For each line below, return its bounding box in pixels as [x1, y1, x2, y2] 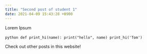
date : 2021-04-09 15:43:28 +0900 [5, 12, 73, 16]
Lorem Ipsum [5, 25, 32, 30]
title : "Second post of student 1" [5, 7, 77, 12]
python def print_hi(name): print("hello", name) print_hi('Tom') [5, 35, 143, 40]
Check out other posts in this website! [5, 43, 81, 49]
